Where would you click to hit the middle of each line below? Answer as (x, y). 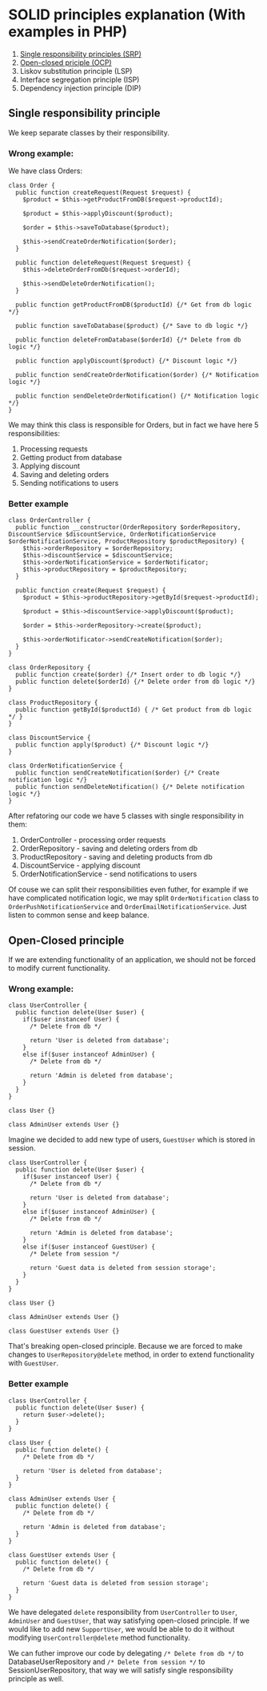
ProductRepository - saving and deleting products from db (116, 857)
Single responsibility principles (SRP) (81, 54)
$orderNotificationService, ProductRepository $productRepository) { (127, 542)
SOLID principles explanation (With (127, 15)
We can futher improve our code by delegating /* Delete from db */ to (126, 1653)
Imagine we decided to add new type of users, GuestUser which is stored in (132, 1139)
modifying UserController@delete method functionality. (99, 1637)
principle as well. (36, 1678)
